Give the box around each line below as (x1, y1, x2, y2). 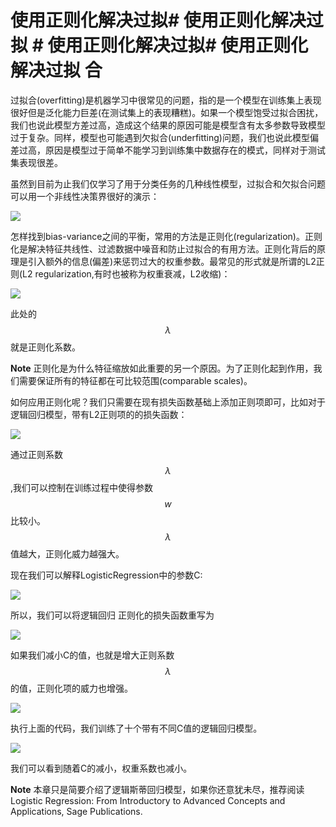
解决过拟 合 (10, 59, 103, 82)
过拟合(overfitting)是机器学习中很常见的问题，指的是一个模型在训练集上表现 (10, 94, 322, 106)
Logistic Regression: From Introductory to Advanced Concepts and (10, 794, 286, 806)
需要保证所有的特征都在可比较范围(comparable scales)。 (18, 374, 253, 386)
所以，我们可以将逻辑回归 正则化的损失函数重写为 (10, 609, 215, 621)
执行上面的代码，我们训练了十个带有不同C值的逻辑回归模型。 (10, 722, 263, 734)
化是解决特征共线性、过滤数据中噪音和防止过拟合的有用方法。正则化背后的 (10, 242, 317, 255)
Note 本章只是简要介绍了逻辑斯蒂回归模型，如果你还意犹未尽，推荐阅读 (10, 783, 305, 795)
